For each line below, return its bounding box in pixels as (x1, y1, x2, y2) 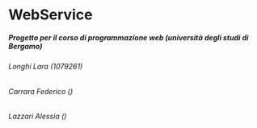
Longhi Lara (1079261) (8, 62, 83, 72)
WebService (8, 6, 93, 24)
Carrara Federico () (8, 86, 74, 96)
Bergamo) (8, 41, 43, 51)
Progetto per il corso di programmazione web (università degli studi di (8, 32, 249, 42)
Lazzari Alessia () (8, 111, 67, 122)
